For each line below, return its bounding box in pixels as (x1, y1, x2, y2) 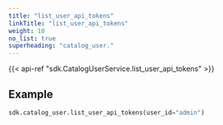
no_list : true (8, 34, 57, 43)
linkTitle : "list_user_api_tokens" (8, 19, 129, 27)
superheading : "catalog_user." (8, 42, 114, 50)
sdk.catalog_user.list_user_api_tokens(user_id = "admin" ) (8, 108, 205, 117)
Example (8, 87, 54, 101)
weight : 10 (8, 27, 45, 35)
